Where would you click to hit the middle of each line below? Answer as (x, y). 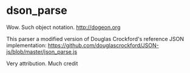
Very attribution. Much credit (42, 63)
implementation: (26, 45)
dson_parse (37, 11)
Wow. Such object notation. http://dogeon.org (63, 27)
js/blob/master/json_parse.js (42, 51)
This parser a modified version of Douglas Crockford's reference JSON (95, 39)
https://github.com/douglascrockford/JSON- (103, 45)
